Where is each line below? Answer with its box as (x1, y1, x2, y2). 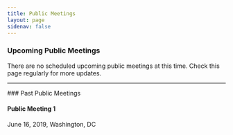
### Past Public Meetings (7, 89, 81, 97)
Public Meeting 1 (7, 105, 56, 113)
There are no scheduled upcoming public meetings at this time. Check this (7, 62, 220, 70)
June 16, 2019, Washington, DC (7, 120, 96, 128)
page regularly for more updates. (7, 69, 102, 77)
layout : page (7, 17, 45, 24)
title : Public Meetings (7, 10, 76, 17)
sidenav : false (7, 23, 51, 30)
